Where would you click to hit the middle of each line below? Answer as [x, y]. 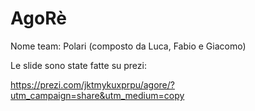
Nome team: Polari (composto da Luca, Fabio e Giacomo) [128, 46]
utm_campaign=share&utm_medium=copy [97, 95]
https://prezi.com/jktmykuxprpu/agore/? [92, 84]
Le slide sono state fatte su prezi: [78, 65]
